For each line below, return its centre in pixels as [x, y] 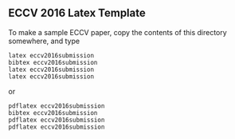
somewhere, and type [44, 41]
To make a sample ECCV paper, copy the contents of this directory [117, 32]
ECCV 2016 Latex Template [77, 13]
